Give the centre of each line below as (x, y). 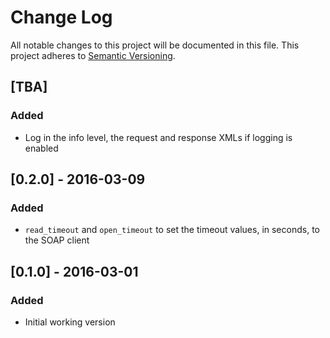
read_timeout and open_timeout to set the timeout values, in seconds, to (172, 230)
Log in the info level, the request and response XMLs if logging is (158, 137)
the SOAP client (57, 240)
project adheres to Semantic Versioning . (93, 55)
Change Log (61, 17)
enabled (41, 148)
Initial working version (70, 322)
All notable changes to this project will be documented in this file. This (155, 45)
